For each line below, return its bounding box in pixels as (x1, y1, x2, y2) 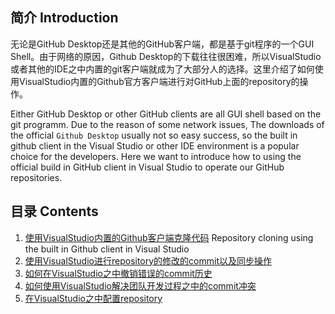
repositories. (10, 171, 63, 183)
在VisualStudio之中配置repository (24, 292, 163, 304)
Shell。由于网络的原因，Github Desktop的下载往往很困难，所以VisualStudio (10, 50, 322, 62)
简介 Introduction (10, 9, 119, 27)
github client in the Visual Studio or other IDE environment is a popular (10, 139, 300, 152)
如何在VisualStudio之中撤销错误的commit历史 (24, 267, 213, 279)
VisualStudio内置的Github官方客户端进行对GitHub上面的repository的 (18, 75, 300, 87)
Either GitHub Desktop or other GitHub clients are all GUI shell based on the (10, 108, 322, 120)
